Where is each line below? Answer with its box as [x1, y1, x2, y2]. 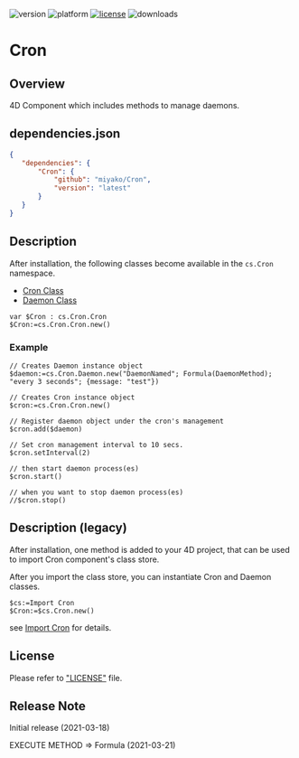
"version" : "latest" [53, 183, 131, 193]
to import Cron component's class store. [9, 554, 160, 565]
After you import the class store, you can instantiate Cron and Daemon [9, 571, 272, 582]
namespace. [9, 267, 56, 278]
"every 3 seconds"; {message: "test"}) [9, 377, 160, 386]
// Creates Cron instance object [9, 393, 135, 402]
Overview [9, 76, 66, 91]
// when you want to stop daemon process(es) [9, 488, 183, 497]
